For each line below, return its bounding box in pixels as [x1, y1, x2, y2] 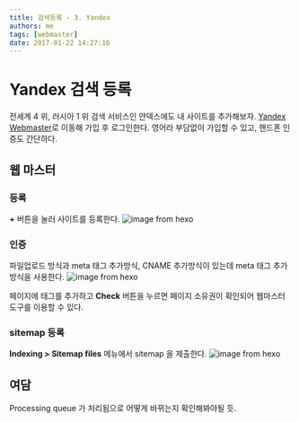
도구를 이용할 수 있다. [9, 302, 84, 312]
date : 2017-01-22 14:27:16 [9, 38, 110, 48]
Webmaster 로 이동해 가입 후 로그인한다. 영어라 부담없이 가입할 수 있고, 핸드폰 [9, 122, 281, 133]
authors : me [9, 22, 54, 31]
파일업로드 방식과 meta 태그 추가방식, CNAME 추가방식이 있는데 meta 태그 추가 [9, 260, 288, 271]
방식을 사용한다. [9, 271, 66, 283]
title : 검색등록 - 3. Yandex [9, 13, 110, 22]
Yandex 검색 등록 [9, 80, 132, 100]
